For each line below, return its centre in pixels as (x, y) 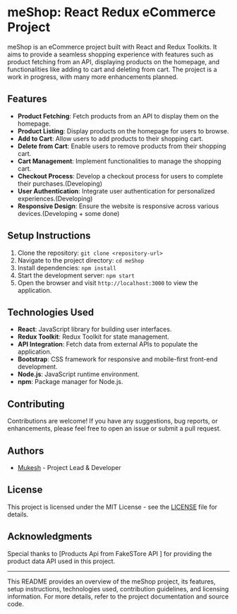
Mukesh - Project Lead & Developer (69, 468)
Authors (26, 451)
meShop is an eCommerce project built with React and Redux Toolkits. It (112, 47)
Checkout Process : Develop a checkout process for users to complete (120, 176)
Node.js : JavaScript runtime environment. (78, 374)
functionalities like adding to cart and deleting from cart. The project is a (112, 69)
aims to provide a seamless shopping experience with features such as (110, 54)
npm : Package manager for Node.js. (70, 382)
